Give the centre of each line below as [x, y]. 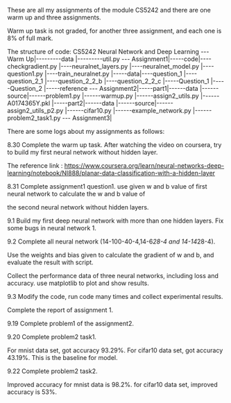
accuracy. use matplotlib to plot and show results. [78, 283]
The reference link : [35, 165]
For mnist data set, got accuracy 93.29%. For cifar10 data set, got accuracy [115, 350]
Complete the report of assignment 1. [60, 310]
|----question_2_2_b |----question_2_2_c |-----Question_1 [127, 81]
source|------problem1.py [44, 96]
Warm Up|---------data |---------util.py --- [69, 59]
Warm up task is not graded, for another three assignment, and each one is [114, 31]
